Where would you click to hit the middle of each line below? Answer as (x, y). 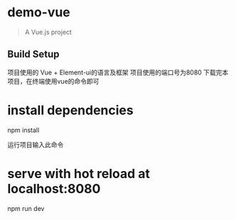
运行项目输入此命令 (36, 144)
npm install (23, 130)
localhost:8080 (54, 188)
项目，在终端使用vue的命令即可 (53, 81)
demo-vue (39, 12)
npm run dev (26, 208)
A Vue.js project (48, 32)
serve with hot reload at (79, 174)
